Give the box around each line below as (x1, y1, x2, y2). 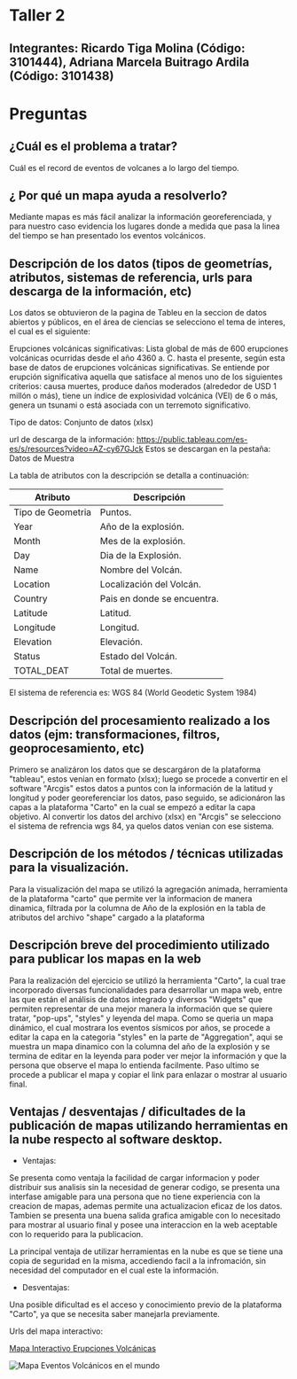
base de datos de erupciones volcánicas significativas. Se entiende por (9, 362, 270, 373)
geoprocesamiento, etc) (9, 741, 145, 756)
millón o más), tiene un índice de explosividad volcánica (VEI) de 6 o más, (9, 391, 278, 401)
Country (13, 593, 48, 605)
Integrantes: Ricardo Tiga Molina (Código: (9, 41, 246, 56)
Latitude (13, 607, 48, 619)
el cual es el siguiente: (9, 326, 91, 337)
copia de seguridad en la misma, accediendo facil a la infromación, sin (9, 1256, 267, 1266)
